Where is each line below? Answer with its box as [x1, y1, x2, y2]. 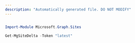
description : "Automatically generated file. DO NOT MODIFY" [5, 7, 132, 12]
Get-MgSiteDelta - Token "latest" [5, 33, 73, 38]
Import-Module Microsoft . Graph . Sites [5, 25, 82, 29]
